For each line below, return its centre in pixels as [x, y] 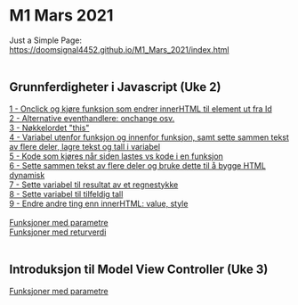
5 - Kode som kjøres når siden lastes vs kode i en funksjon [117, 156]
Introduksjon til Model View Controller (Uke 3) [139, 270]
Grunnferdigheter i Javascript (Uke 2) [115, 87]
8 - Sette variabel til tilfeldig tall [66, 194]
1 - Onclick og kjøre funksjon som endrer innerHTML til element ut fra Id [141, 109]
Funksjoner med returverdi [58, 232]
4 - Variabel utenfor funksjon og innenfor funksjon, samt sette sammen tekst [149, 137]
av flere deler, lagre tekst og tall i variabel [85, 146]
